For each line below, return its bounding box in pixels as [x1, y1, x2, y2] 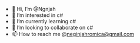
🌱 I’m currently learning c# [11, 18, 76, 24]
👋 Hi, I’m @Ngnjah [11, 6, 56, 12]
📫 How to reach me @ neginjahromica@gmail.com [11, 31, 134, 37]
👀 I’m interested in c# [11, 12, 64, 19]
